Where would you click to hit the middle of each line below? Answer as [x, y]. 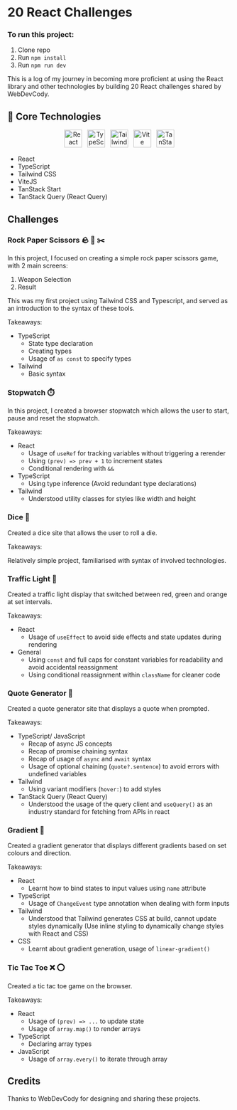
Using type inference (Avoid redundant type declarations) [112, 484]
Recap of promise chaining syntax [78, 751]
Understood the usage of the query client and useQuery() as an [120, 804]
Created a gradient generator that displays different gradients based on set [117, 846]
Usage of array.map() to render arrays [84, 1028]
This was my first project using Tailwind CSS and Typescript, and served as [118, 300]
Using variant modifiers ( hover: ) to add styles [95, 789]
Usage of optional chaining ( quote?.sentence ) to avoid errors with [124, 766]
